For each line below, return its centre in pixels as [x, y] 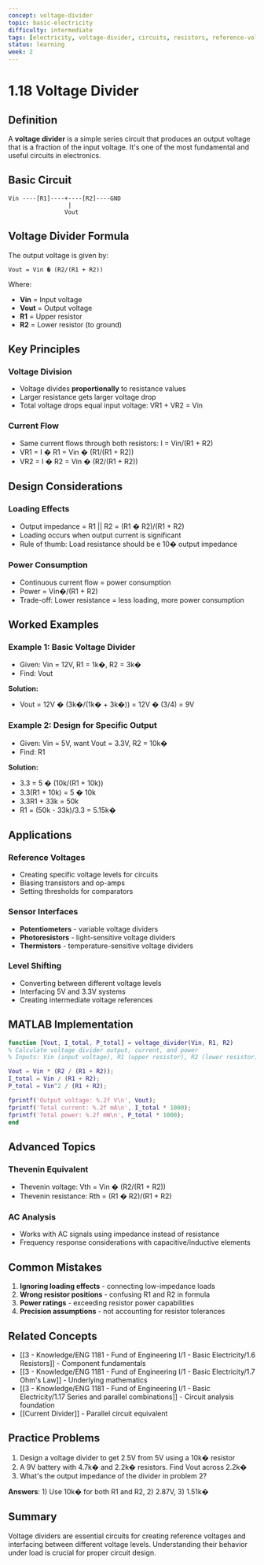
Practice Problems [54, 1438]
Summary [33, 1517]
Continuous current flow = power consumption [95, 582]
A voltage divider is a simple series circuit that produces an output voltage [129, 139]
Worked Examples [54, 624]
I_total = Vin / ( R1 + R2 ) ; [54, 1079]
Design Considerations [66, 486]
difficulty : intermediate [50, 30]
